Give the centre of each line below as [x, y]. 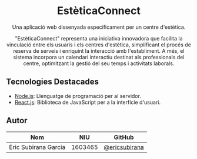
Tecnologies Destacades [52, 82]
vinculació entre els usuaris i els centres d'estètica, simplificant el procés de [99, 45]
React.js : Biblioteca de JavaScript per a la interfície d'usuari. [87, 102]
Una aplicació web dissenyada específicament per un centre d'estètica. [99, 27]
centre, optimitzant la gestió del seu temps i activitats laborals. [99, 63]
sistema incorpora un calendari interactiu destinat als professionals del [99, 57]
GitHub [124, 137]
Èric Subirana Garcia [37, 147]
